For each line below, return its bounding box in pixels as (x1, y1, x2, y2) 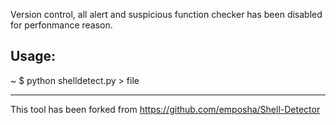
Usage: (10, 48, 57, 65)
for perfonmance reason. (10, 19, 113, 31)
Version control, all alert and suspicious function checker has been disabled (10, 9, 323, 20)
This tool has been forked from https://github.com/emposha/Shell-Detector (10, 103, 321, 115)
